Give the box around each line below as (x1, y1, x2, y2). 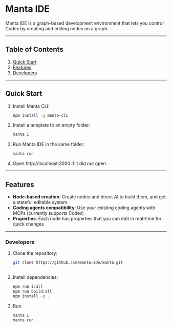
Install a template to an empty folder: (12, 122, 91, 128)
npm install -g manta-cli (12, 113, 68, 118)
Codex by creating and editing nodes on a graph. (5, 25, 109, 31)
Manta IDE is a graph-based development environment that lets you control (5, 20, 164, 26)
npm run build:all (12, 289, 52, 294)
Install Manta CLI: (12, 103, 50, 109)
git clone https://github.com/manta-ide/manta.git (12, 260, 123, 265)
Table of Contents (5, 45, 64, 54)
